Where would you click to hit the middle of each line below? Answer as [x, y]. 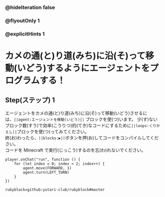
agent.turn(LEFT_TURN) [46, 172]
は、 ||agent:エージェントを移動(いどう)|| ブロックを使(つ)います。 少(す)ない [82, 119]
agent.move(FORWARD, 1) [47, 168]
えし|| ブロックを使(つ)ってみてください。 [47, 131]
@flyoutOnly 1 [22, 20]
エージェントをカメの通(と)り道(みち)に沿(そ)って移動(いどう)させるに [76, 113]
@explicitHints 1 [25, 34]
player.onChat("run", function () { [43, 159]
